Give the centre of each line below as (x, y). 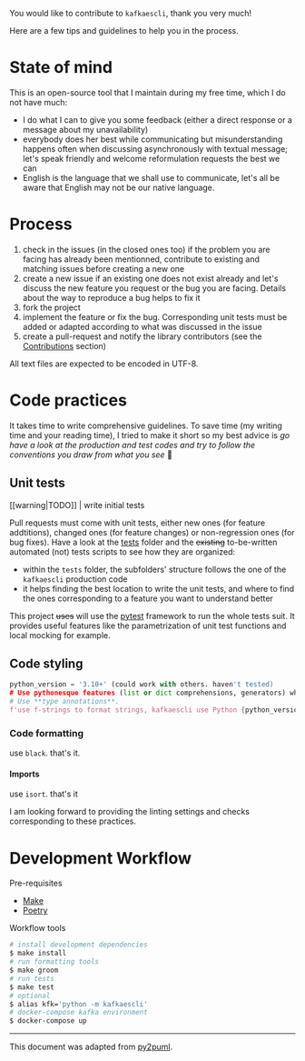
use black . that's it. (45, 753)
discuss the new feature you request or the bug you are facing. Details (154, 288)
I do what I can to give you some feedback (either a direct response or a (157, 120)
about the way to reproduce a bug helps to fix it (112, 297)
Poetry (35, 911)
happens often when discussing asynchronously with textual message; (155, 148)
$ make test (32, 987)
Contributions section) (64, 345)
